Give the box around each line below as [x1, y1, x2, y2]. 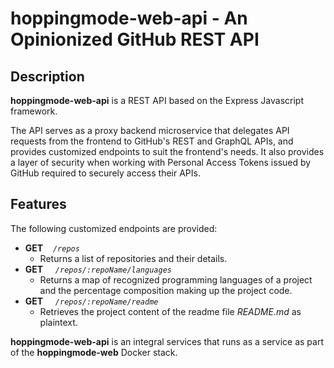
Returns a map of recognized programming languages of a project [39, 273, 313, 286]
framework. [10, 105, 58, 117]
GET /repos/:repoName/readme [24, 295, 159, 307]
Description [10, 68, 85, 85]
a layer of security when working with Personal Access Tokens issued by [10, 157, 312, 168]
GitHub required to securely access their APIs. [10, 167, 201, 179]
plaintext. [39, 316, 78, 328]
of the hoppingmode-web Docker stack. [10, 346, 178, 358]
